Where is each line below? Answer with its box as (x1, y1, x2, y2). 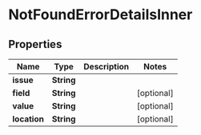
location (12, 113, 44, 125)
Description (83, 62, 130, 72)
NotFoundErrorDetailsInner (8, 6, 193, 24)
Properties (8, 38, 62, 51)
